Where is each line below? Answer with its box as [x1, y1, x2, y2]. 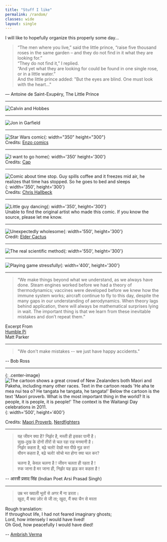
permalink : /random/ [5, 12, 48, 17]
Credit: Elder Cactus [5, 234, 47, 240]
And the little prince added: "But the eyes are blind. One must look [17, 76, 153, 82]
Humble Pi [5, 329, 26, 335]
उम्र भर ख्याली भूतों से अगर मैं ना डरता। [17, 490, 80, 496]
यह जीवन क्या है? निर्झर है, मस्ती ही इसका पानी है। [17, 433, 96, 439]
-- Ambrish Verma [5, 532, 42, 538]
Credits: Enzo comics [5, 139, 49, 145]
